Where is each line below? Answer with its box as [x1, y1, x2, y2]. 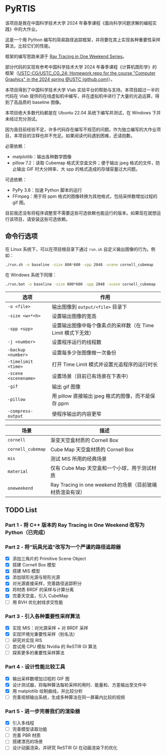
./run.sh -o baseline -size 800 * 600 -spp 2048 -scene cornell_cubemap [5, 262, 154, 267]
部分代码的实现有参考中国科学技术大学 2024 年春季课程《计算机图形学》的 [5, 64, 157, 70]
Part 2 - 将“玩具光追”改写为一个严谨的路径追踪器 [5, 543, 121, 550]
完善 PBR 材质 [12, 732, 41, 738]
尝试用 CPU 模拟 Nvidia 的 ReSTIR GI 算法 [12, 644, 97, 650]
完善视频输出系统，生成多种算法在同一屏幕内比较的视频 [12, 694, 125, 700]
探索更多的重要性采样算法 [12, 650, 65, 656]
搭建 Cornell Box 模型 [12, 562, 56, 568]
